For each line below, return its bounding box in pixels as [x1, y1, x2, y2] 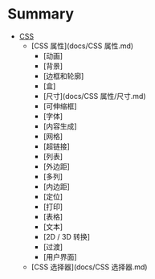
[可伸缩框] [43, 101, 77, 111]
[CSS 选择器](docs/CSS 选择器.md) [31, 262, 148, 272]
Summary [7, 5, 74, 23]
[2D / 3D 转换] [43, 232, 90, 241]
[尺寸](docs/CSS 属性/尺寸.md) [43, 91, 146, 101]
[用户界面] [43, 252, 77, 261]
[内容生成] [43, 121, 77, 131]
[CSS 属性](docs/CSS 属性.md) [31, 41, 134, 51]
